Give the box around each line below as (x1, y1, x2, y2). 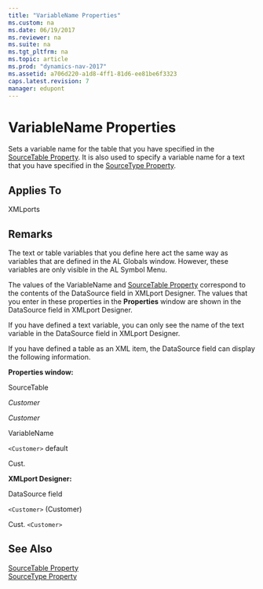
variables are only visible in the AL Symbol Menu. (8, 265, 167, 274)
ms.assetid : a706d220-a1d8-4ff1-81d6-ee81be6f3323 (8, 70, 177, 78)
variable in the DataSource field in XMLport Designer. (8, 328, 181, 338)
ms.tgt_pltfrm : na (8, 48, 68, 56)
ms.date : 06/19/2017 (8, 26, 76, 34)
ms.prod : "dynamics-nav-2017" (8, 63, 108, 71)
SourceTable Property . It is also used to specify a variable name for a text (8, 152, 245, 162)
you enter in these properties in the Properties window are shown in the (8, 296, 242, 306)
